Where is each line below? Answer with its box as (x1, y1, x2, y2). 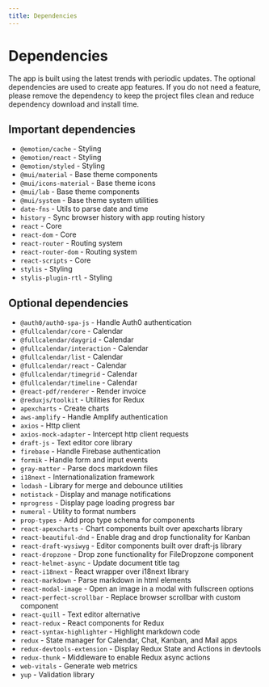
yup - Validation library (19, 670, 95, 680)
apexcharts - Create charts (19, 403, 110, 413)
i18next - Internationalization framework (19, 472, 155, 482)
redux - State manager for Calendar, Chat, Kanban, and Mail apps (19, 635, 237, 645)
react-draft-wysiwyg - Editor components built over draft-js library (19, 541, 242, 550)
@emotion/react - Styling (19, 153, 102, 162)
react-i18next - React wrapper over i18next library (19, 567, 190, 576)
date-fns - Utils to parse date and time (19, 204, 149, 214)
